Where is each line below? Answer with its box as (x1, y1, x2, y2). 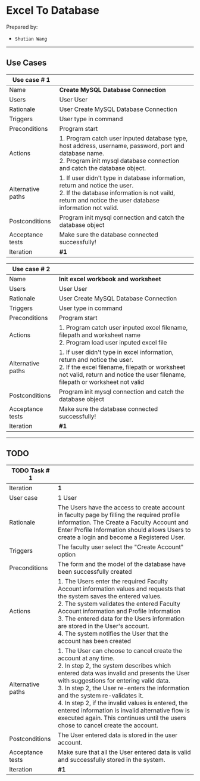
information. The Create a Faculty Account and (57, 518, 189, 526)
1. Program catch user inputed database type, (59, 134, 188, 142)
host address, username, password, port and (59, 142, 185, 150)
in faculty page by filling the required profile (57, 511, 180, 519)
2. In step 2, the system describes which (57, 661, 171, 669)
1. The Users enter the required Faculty (57, 577, 168, 585)
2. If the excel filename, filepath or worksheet (58, 362, 186, 371)
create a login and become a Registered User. (57, 533, 186, 541)
